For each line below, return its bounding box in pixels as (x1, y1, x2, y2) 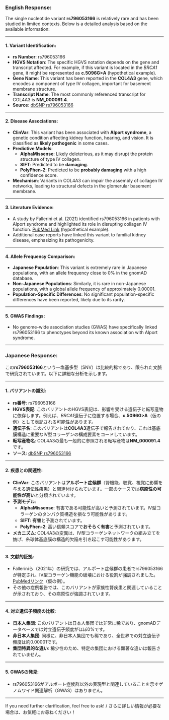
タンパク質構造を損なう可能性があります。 (42, 511, 130, 517)
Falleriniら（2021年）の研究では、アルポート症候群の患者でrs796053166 (12, 566, 163, 572)
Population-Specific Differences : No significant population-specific (12, 291, 154, 297)
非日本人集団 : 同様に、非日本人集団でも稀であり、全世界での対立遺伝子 (12, 633, 160, 639)
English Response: (5, 4, 52, 11)
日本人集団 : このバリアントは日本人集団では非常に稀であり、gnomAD (12, 620, 156, 626)
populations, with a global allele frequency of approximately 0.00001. (12, 286, 156, 292)
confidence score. (20, 172, 58, 178)
